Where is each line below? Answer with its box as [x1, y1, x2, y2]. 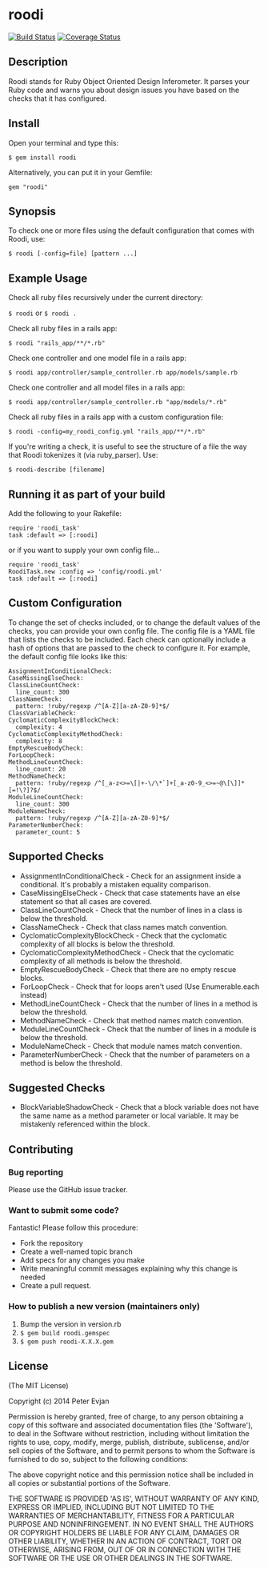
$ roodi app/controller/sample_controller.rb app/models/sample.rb [8, 369, 238, 377]
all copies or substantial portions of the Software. [8, 1478, 170, 1487]
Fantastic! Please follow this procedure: [8, 1223, 138, 1233]
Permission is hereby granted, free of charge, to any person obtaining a [8, 1411, 244, 1421]
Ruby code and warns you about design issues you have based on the [8, 85, 240, 94]
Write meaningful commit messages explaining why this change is [19, 1264, 238, 1274]
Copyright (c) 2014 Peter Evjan [8, 1396, 110, 1406]
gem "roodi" [8, 182, 48, 191]
